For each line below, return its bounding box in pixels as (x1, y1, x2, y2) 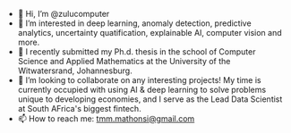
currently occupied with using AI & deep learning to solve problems (17, 85, 267, 95)
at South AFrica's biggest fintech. (17, 104, 141, 113)
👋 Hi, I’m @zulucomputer (17, 9, 110, 19)
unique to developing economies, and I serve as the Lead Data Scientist (17, 94, 283, 104)
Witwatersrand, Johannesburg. (17, 65, 133, 76)
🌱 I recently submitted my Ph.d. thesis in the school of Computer (17, 46, 256, 57)
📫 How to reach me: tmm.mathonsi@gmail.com (17, 113, 195, 124)
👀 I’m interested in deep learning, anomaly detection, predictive (17, 18, 252, 29)
